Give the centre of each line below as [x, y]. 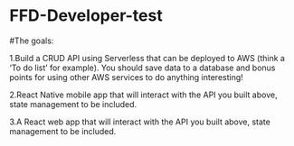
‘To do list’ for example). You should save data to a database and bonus [142, 68]
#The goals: [32, 41]
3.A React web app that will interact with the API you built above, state [140, 122]
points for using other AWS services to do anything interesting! [127, 77]
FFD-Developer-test [86, 16]
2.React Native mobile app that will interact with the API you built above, [143, 95]
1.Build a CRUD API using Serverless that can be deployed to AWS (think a [147, 58]
